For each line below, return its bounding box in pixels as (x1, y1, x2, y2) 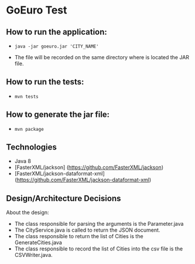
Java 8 (14, 158, 31, 165)
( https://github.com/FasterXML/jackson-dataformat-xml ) (14, 177, 152, 184)
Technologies (6, 142, 57, 153)
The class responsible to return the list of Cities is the (14, 233, 143, 240)
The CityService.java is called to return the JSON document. (14, 226, 160, 233)
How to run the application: (6, 27, 107, 37)
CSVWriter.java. (14, 252, 53, 259)
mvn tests (14, 93, 39, 100)
